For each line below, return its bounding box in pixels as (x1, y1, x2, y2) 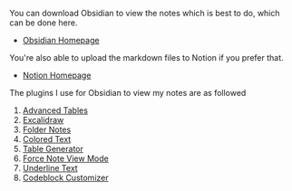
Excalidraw (22, 115, 64, 125)
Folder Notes (22, 124, 72, 135)
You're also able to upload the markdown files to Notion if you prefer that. (9, 53, 284, 62)
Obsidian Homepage (22, 35, 100, 45)
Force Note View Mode (22, 153, 109, 164)
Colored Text (22, 134, 72, 144)
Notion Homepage (22, 70, 92, 81)
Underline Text (22, 163, 79, 173)
